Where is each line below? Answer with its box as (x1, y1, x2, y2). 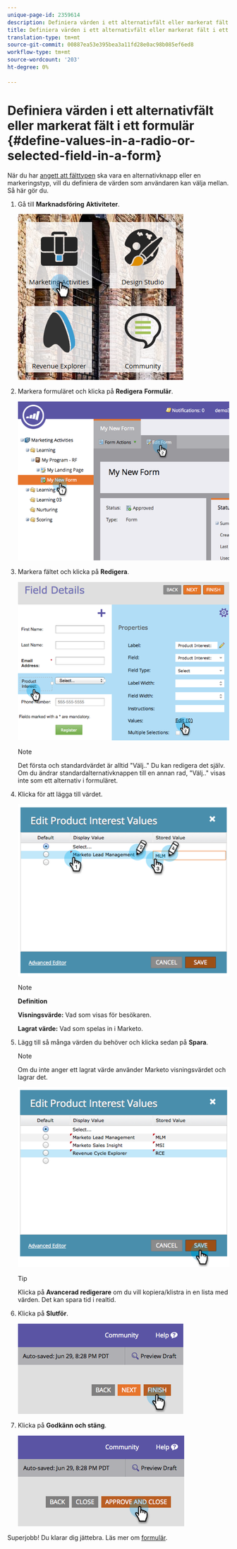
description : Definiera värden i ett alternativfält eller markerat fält (7, 18, 229, 26)
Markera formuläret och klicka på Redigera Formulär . (17, 386, 174, 396)
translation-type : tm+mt (7, 34, 80, 41)
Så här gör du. (7, 186, 49, 195)
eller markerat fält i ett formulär (7, 117, 195, 134)
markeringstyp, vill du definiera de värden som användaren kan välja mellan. (7, 178, 229, 187)
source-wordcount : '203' (7, 57, 80, 64)
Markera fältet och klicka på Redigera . (17, 567, 129, 576)
